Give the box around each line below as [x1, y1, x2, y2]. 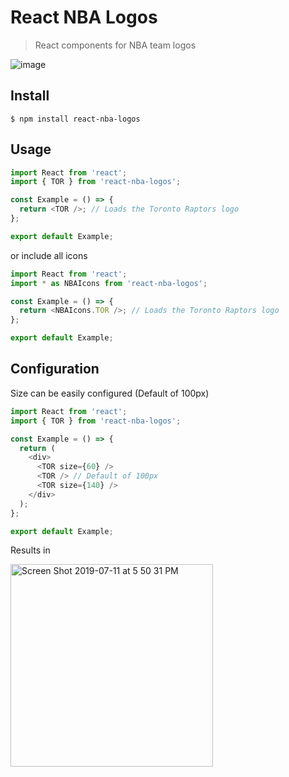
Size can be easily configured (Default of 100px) [10, 387, 210, 399]
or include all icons [10, 249, 88, 261]
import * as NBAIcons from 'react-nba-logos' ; [10, 278, 208, 288]
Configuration [10, 361, 100, 378]
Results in [10, 544, 51, 556]
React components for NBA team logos [34, 39, 197, 51]
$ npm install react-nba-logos [10, 114, 141, 124]
